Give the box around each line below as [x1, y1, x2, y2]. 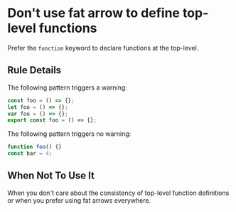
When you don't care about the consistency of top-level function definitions [7, 189, 230, 197]
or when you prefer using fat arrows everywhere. [7, 196, 151, 204]
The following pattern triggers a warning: [7, 83, 128, 92]
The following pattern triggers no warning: [7, 129, 132, 138]
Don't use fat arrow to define [7, 5, 180, 21]
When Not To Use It [7, 169, 95, 182]
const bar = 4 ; [7, 150, 53, 157]
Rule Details [7, 64, 62, 76]
